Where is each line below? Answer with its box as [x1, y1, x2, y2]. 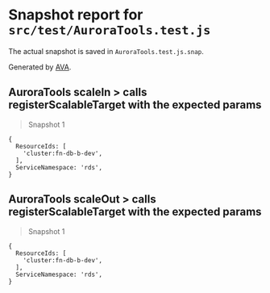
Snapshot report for [8, 6, 143, 24]
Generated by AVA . [8, 62, 72, 72]
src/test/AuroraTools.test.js [8, 23, 211, 38]
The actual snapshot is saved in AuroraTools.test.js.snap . [8, 46, 204, 56]
